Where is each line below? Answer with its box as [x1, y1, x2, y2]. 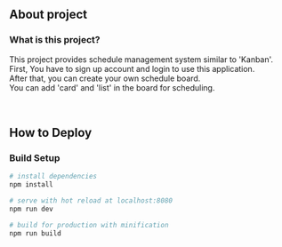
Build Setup [9, 152, 60, 163]
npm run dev [9, 204, 53, 213]
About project [9, 7, 87, 22]
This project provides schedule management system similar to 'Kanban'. [9, 53, 274, 65]
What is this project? [9, 34, 101, 46]
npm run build [9, 228, 62, 238]
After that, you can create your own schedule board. [9, 73, 201, 84]
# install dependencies [9, 172, 98, 181]
